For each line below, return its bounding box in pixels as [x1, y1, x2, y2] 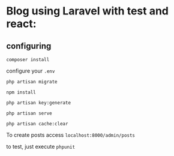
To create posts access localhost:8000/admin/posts [6, 131, 136, 139]
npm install [6, 89, 36, 95]
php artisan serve [6, 110, 52, 116]
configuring [6, 41, 52, 51]
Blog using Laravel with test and [6, 4, 169, 18]
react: [6, 17, 37, 31]
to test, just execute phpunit [6, 143, 76, 150]
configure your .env [6, 67, 55, 74]
